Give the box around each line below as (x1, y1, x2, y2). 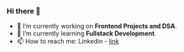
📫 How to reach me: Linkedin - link (16, 37, 119, 46)
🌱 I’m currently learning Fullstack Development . (16, 29, 157, 37)
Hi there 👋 (6, 6, 41, 16)
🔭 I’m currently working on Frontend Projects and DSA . (16, 22, 177, 31)
